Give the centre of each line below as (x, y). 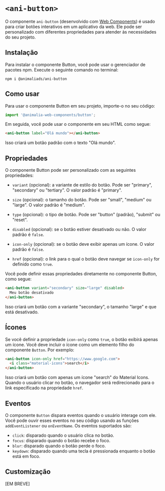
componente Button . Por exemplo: (40, 350)
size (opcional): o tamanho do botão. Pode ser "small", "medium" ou (82, 200)
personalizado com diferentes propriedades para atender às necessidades (81, 32)
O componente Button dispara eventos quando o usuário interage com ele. (81, 415)
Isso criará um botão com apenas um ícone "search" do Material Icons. (77, 378)
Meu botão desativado (32, 293)
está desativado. (22, 312)
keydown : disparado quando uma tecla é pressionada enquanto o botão (84, 451)
